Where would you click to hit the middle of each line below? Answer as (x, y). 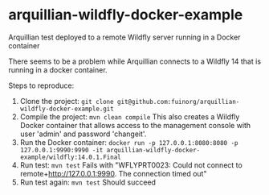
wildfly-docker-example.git (67, 109)
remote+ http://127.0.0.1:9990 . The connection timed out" (113, 173)
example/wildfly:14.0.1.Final (71, 157)
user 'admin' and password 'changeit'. (83, 134)
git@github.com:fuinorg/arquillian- (178, 102)
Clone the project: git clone (67, 101)
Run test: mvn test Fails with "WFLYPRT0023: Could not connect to (131, 165)
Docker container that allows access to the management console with (135, 125)
